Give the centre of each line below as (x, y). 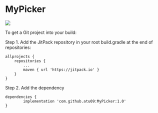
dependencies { (21, 97)
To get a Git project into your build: (41, 32)
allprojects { (20, 56)
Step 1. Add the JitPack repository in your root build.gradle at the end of (79, 42)
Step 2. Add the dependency (35, 87)
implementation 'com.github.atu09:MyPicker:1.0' (75, 101)
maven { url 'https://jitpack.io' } (61, 69)
